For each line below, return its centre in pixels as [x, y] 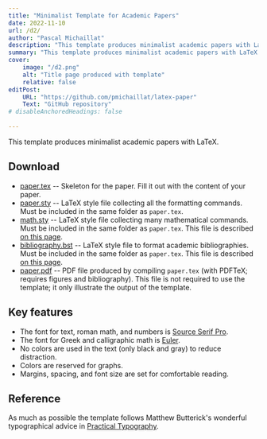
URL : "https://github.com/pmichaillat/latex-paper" [110, 97]
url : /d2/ [25, 30]
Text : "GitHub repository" [67, 104]
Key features [41, 312]
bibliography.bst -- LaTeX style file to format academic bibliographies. [134, 245]
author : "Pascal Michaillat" [56, 38]
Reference [35, 398]
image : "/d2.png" [51, 68]
